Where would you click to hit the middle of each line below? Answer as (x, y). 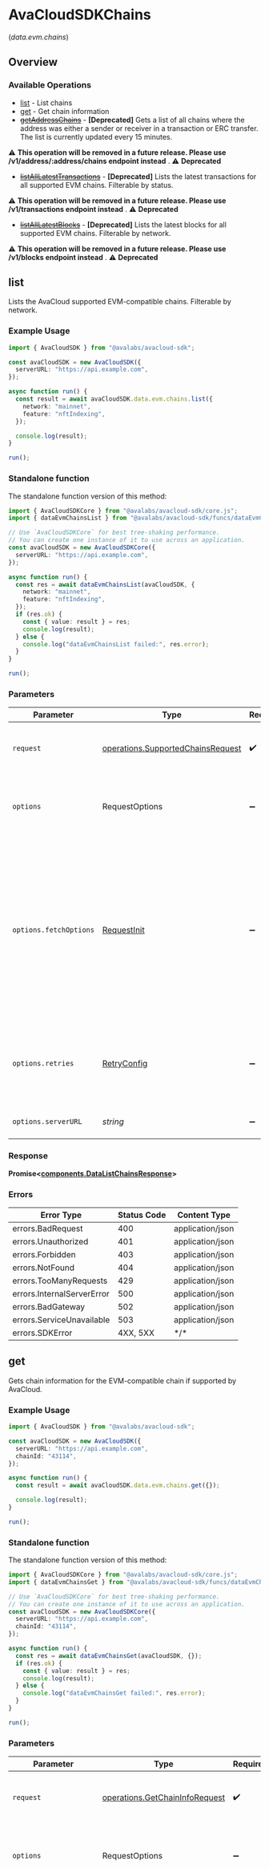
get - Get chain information (64, 111)
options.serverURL (47, 1122)
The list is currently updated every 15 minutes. (96, 136)
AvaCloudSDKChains (80, 15)
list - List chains (46, 103)
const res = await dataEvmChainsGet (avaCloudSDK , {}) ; (109, 1655)
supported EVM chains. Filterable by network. (95, 233)
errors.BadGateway (49, 1306)
